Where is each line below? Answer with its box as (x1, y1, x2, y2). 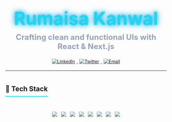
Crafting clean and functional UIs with (15, 32, 157, 42)
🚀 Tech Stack (5, 84, 48, 93)
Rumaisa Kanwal (13, 8, 159, 30)
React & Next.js (57, 41, 115, 52)
